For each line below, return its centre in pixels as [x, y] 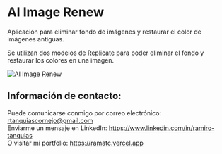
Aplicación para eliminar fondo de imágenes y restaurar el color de [104, 32]
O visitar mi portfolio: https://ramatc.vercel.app [75, 143]
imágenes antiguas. [36, 39]
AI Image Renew [56, 12]
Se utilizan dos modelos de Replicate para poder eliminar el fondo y [106, 53]
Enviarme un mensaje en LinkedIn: [57, 128]
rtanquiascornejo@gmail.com [50, 120]
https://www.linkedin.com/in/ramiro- [162, 128]
